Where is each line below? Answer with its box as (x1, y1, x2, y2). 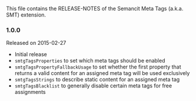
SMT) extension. (6, 11, 46, 18)
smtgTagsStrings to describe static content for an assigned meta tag (14, 76, 180, 83)
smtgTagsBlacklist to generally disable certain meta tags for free (14, 82, 172, 89)
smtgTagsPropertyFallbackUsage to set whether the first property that (14, 63, 181, 70)
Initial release (14, 51, 47, 58)
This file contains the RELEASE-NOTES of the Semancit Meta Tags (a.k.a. (6, 5, 184, 12)
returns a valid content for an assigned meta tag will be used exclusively (14, 70, 190, 77)
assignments (14, 89, 46, 96)
